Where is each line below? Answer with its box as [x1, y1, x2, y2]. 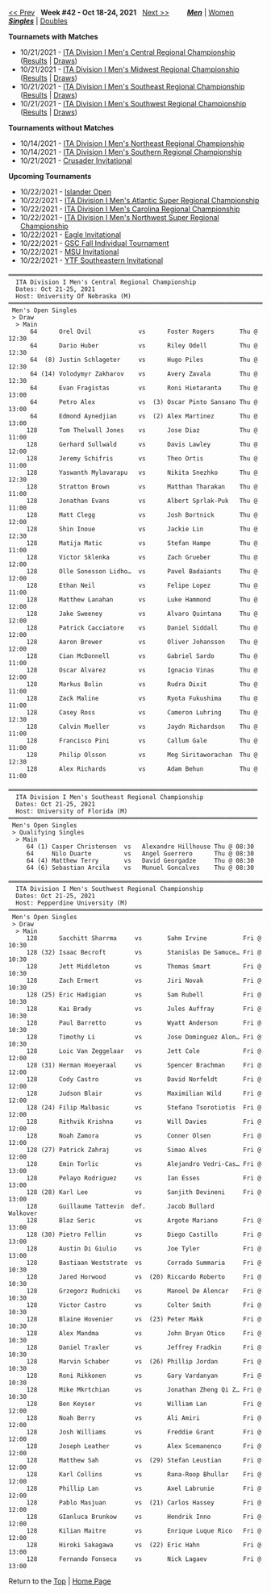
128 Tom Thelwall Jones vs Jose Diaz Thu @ [26, 427, 258, 435]
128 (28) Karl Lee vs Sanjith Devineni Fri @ [26, 1188, 262, 1197]
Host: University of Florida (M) [15, 807, 128, 815]
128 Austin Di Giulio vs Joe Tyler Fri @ [26, 1245, 262, 1253]
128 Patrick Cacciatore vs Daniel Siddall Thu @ [26, 624, 258, 632]
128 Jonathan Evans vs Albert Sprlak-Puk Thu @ [26, 497, 258, 505]
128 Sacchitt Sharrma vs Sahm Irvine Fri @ [26, 934, 262, 943]
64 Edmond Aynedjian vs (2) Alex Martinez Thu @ [29, 412, 258, 420]
